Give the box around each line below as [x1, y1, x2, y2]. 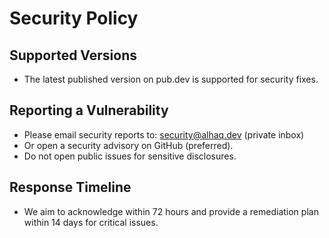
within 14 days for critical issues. [23, 216, 159, 228]
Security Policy [9, 7, 139, 30]
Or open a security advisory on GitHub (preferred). [23, 139, 234, 151]
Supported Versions [9, 47, 137, 64]
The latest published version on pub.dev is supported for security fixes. [23, 73, 319, 85]
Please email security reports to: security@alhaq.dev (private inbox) [23, 128, 305, 141]
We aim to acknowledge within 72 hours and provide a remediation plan [23, 205, 319, 217]
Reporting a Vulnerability [9, 102, 169, 119]
